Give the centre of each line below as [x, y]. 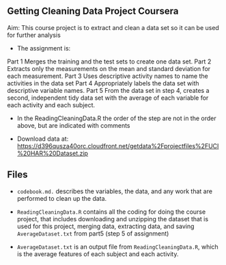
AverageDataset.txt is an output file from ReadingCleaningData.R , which [117, 247]
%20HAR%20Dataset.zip [53, 153]
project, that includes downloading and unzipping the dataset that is [113, 219]
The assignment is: [44, 48]
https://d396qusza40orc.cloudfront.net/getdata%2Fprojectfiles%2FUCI [118, 145]
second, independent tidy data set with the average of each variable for [108, 98]
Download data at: [43, 139]
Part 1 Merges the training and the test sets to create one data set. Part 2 [109, 61]
